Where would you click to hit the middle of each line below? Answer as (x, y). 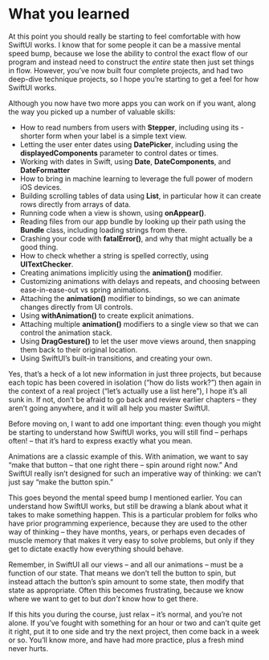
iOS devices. (41, 187)
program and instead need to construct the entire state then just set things (131, 62)
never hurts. (29, 648)
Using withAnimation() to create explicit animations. (107, 316)
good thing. (39, 247)
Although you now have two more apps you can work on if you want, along (132, 103)
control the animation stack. (66, 332)
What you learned (69, 14)
